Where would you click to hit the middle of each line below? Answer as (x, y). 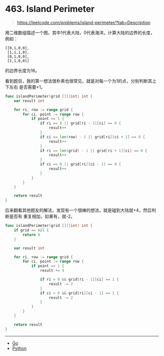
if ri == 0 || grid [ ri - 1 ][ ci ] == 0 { (80, 123)
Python (19, 348)
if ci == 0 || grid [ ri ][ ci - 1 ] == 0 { (80, 164)
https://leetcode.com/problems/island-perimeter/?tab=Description (84, 22)
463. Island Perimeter (50, 9)
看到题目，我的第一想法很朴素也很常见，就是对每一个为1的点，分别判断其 (79, 81)
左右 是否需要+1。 (27, 87)
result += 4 (52, 271)
